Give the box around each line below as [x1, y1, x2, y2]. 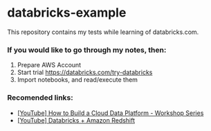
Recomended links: [7, 93, 74, 103]
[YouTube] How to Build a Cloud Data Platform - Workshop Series [17, 109, 204, 117]
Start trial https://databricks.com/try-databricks [17, 68, 153, 77]
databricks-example [7, 5, 127, 21]
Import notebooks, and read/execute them [17, 76, 138, 84]
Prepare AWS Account [17, 61, 82, 69]
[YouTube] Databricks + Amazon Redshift [17, 116, 136, 124]
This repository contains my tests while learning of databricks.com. [7, 28, 199, 36]
